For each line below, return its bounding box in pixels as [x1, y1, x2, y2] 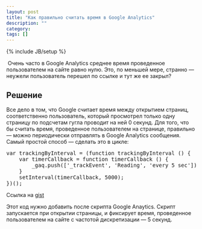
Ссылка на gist [6, 191, 44, 198]
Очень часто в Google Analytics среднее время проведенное [7, 60, 166, 67]
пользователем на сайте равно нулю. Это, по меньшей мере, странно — [6, 66, 194, 73]
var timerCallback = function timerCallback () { [19, 155, 169, 163]
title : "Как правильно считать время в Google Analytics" [6, 15, 155, 21]
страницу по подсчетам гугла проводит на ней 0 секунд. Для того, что [6, 118, 189, 126]
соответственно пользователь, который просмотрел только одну [6, 112, 175, 120]
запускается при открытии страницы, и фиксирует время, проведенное [6, 209, 192, 216]
